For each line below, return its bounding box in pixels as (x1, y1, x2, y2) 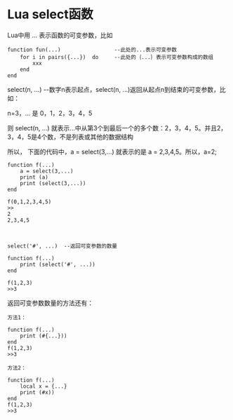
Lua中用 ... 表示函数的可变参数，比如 (7, 31, 114, 39)
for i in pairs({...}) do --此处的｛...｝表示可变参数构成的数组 (20, 53, 214, 60)
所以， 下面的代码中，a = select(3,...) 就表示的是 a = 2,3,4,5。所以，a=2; (7, 147, 218, 156)
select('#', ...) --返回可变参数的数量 (7, 243, 118, 250)
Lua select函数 (7, 6, 93, 22)
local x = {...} (20, 383, 68, 390)
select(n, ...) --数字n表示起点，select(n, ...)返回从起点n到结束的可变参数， (7, 85, 220, 93)
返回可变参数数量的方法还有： (7, 299, 93, 307)
